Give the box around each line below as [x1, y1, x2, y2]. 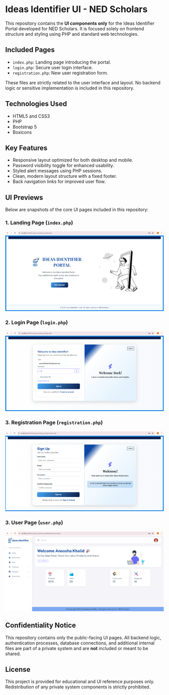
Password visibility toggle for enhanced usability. [12, 163, 114, 169]
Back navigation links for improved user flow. [12, 178, 106, 185]
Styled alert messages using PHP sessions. [12, 168, 103, 174]
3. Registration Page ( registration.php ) [5, 419, 103, 426]
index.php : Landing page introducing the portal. [12, 59, 112, 65]
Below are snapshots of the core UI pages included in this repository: [5, 207, 148, 213]
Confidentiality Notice [5, 621, 76, 630]
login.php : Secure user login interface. [12, 64, 93, 70]
